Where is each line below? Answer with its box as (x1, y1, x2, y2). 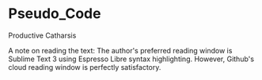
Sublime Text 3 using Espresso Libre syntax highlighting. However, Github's (8, 54, 255, 64)
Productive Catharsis (8, 31, 77, 40)
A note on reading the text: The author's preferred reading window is (8, 45, 233, 55)
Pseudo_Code (8, 5, 101, 23)
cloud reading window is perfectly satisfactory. (8, 62, 161, 71)
